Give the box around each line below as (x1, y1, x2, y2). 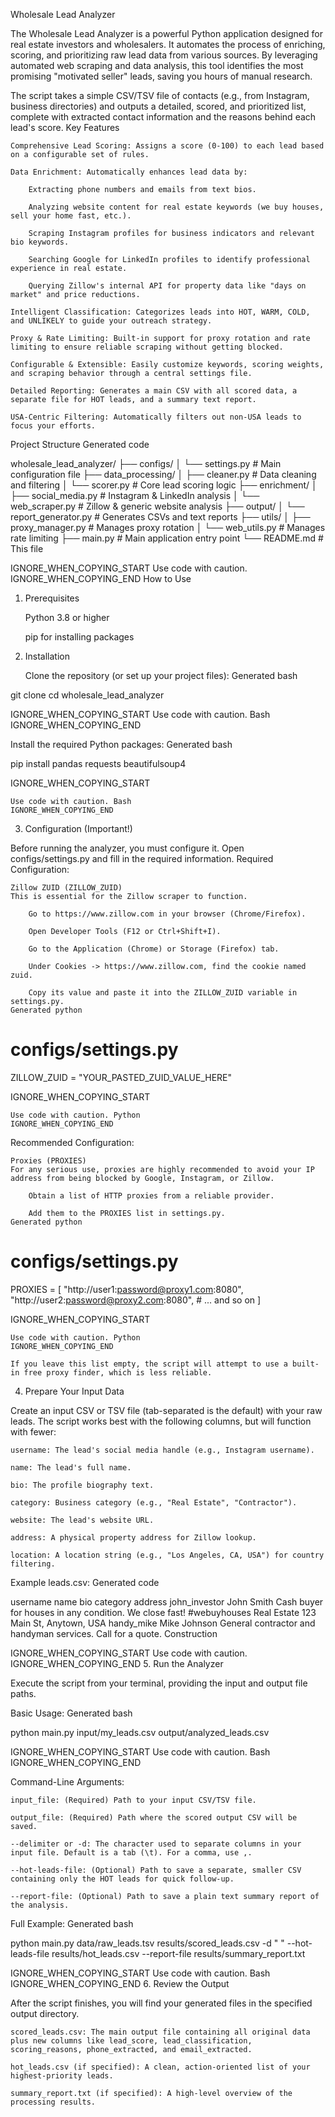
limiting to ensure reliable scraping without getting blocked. (10, 342, 284, 352)
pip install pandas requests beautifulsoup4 (10, 758, 187, 769)
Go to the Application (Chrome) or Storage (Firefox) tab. (28, 944, 280, 954)
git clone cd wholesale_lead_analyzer (10, 689, 165, 701)
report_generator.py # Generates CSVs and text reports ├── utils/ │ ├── (10, 511, 311, 523)
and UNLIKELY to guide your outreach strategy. (10, 316, 213, 326)
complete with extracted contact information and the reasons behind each (10, 111, 317, 123)
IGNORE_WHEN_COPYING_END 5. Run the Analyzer (10, 1657, 224, 1669)
